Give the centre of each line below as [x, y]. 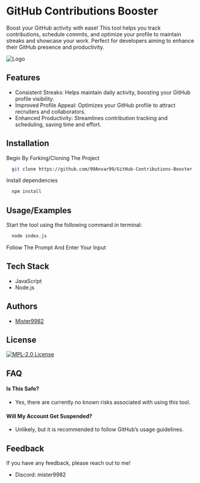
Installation [28, 143]
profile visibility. [34, 98]
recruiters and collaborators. [50, 111]
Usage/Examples [39, 210]
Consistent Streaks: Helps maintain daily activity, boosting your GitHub [103, 92]
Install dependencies [32, 181]
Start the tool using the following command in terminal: [74, 225]
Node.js [25, 287]
